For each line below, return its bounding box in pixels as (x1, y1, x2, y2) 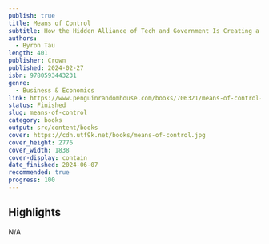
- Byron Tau (15, 42, 56, 50)
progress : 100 (8, 176, 56, 185)
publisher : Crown (8, 57, 66, 65)
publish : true (8, 11, 56, 20)
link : (8, 94, 26, 102)
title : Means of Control (8, 19, 91, 27)
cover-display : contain (8, 153, 88, 161)
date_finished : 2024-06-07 (8, 161, 98, 169)
